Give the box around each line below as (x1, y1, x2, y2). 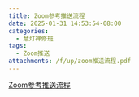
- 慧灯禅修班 (15, 34, 54, 43)
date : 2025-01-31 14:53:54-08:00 (8, 19, 122, 27)
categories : (8, 27, 49, 35)
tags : (8, 42, 27, 50)
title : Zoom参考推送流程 (8, 11, 85, 20)
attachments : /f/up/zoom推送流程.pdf (8, 57, 132, 65)
